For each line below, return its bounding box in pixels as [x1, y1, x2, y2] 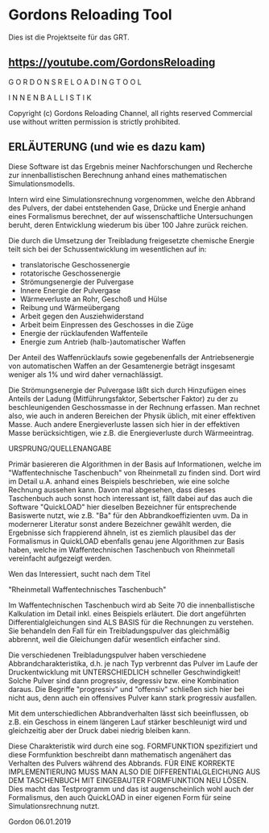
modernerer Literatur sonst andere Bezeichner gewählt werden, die [8, 519, 232, 528]
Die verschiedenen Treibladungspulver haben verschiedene [8, 650, 207, 660]
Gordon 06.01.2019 [8, 816, 72, 827]
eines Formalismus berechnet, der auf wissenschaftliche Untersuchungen [8, 211, 254, 221]
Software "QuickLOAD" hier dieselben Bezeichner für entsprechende [8, 502, 238, 512]
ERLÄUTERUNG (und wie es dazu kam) [8, 140, 206, 154]
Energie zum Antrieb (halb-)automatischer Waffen [19, 337, 186, 346]
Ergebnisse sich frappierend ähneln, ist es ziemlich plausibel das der [8, 528, 236, 537]
